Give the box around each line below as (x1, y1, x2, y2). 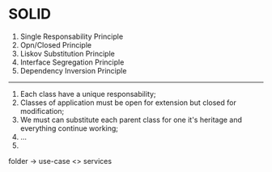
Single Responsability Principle (19, 31, 124, 41)
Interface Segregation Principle (19, 57, 125, 67)
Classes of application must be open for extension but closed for (19, 98, 236, 107)
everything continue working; (19, 123, 119, 133)
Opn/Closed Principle (19, 40, 91, 49)
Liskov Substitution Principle (19, 48, 115, 58)
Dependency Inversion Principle (19, 65, 127, 75)
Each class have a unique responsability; (19, 89, 156, 99)
